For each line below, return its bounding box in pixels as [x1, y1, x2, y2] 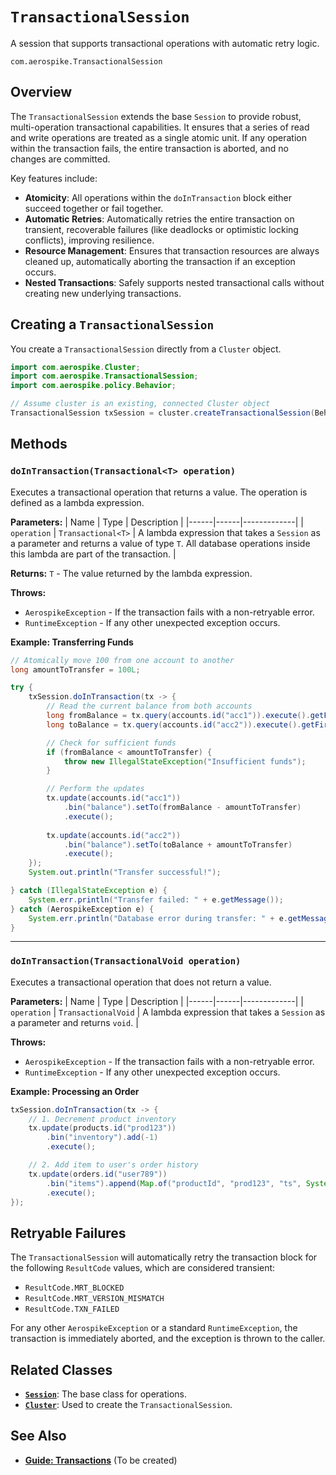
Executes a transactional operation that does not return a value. [10, 976, 272, 988]
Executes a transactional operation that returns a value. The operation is [10, 486, 308, 498]
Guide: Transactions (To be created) [24, 1454, 178, 1466]
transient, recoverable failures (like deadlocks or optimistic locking [24, 223, 299, 235]
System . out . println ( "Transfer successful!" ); [28, 868, 222, 878]
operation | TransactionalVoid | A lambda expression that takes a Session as [10, 1006, 326, 1018]
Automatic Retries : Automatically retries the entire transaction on [24, 213, 295, 225]
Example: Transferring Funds [10, 636, 134, 648]
